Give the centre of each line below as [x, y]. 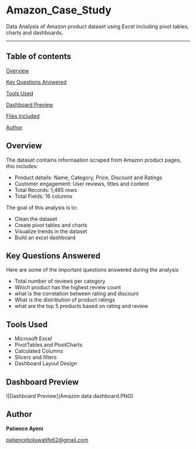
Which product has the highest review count [68, 287]
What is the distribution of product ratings [65, 300]
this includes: [22, 166]
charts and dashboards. [35, 32]
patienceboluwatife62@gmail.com [47, 440]
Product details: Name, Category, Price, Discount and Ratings [88, 177]
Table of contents [38, 56]
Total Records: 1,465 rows [46, 190]
